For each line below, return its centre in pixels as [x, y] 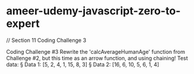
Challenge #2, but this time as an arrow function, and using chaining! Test [97, 58]
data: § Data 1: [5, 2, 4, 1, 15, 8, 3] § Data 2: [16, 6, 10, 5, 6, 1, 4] [83, 64]
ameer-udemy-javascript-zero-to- [93, 11]
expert [23, 24]
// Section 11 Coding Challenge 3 [46, 40]
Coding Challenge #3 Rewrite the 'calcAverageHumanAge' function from [96, 51]
